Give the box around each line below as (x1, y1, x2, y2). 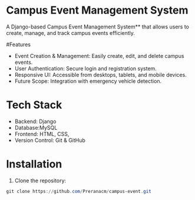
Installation (6, 157, 62, 171)
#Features (6, 41, 31, 48)
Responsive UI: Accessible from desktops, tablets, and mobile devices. (14, 71, 187, 78)
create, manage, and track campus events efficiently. (6, 29, 135, 36)
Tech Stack (6, 98, 62, 112)
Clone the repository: (14, 177, 67, 184)
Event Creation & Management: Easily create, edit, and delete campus (14, 52, 184, 59)
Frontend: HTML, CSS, (14, 130, 70, 137)
